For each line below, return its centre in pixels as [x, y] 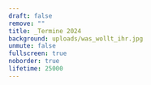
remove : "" [27, 23]
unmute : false [32, 46]
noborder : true [34, 62]
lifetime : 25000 [36, 69]
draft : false [30, 16]
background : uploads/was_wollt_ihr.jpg [76, 38]
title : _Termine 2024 [45, 31]
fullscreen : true [38, 53]
